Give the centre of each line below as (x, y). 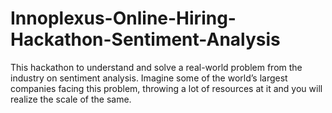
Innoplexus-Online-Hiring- (123, 18)
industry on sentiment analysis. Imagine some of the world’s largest (149, 78)
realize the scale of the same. (71, 99)
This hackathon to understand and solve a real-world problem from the (156, 67)
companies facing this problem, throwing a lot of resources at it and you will (166, 88)
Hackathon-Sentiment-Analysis (145, 39)
